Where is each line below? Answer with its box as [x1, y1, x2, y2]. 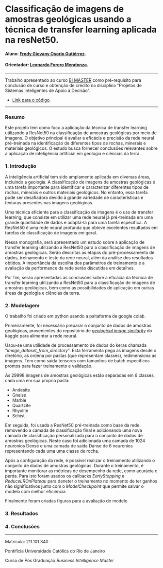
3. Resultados [5, 510, 38, 516]
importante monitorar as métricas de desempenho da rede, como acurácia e [5, 468, 158, 474]
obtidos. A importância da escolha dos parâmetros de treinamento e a [5, 260, 145, 266]
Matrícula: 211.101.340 [5, 539, 49, 545]
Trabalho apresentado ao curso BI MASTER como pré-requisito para [5, 77, 142, 83]
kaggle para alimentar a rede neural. [5, 333, 78, 338]
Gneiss [12, 392, 26, 398]
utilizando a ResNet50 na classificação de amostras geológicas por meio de [5, 130, 157, 136]
